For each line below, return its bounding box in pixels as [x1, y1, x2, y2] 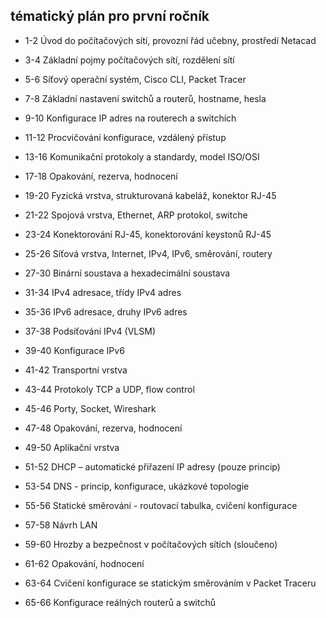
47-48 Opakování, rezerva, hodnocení [24, 422, 183, 434]
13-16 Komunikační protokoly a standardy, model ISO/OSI [24, 150, 260, 163]
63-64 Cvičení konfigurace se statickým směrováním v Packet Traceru [24, 577, 317, 589]
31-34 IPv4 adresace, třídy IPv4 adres [24, 286, 182, 298]
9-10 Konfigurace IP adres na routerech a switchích [24, 112, 237, 124]
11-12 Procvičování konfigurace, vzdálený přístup [24, 131, 227, 143]
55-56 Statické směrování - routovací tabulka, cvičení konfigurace [24, 499, 298, 511]
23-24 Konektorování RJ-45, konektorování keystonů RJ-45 [24, 228, 272, 240]
